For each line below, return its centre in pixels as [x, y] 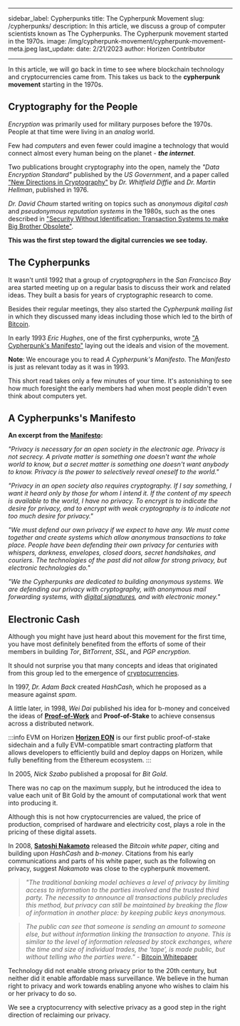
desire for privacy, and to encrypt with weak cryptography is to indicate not [119, 508]
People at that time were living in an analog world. [82, 131]
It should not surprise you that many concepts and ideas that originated [113, 665]
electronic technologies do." [49, 568]
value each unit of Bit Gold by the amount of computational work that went [117, 795]
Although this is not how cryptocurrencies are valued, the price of [105, 817]
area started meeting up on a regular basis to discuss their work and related [119, 287]
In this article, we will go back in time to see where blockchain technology [116, 69]
